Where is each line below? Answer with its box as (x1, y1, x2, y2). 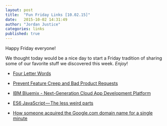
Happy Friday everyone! (5, 45, 56, 51)
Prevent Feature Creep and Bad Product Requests (12, 80, 118, 86)
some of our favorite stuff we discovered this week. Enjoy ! (5, 61, 128, 66)
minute (12, 115, 28, 121)
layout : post (5, 7, 33, 13)
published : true (5, 31, 40, 36)
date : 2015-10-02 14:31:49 (5, 17, 68, 22)
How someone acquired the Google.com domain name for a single (12, 110, 153, 116)
